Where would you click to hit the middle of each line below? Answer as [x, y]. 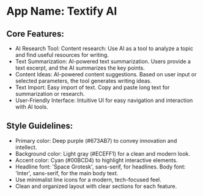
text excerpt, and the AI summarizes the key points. [80, 68]
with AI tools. [31, 107]
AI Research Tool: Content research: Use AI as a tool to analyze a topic [104, 48]
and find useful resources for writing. [62, 55]
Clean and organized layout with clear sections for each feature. [96, 186]
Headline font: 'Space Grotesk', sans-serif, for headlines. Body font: [100, 167]
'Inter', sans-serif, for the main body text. [67, 173]
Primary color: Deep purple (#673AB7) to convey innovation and [96, 140]
